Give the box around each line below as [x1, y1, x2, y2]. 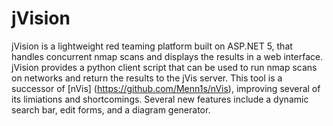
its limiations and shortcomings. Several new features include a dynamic [11, 93, 309, 105]
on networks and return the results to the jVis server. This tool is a [11, 72, 283, 84]
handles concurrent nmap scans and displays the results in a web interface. [11, 50, 324, 62]
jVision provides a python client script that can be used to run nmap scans [11, 61, 318, 73]
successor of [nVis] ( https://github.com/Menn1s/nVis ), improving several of [11, 82, 321, 94]
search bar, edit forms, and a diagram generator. [11, 103, 211, 116]
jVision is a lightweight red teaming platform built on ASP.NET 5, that [11, 40, 293, 52]
